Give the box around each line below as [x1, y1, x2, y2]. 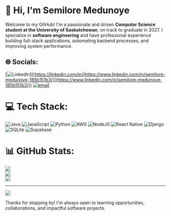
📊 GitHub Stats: [5, 145, 75, 157]
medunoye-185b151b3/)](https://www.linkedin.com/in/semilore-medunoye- [5, 76, 162, 83]
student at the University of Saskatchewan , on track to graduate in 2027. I [5, 26, 163, 33]
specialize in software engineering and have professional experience [5, 32, 152, 38]
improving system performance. [5, 43, 73, 49]
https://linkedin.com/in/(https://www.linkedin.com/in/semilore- [35, 71, 165, 77]
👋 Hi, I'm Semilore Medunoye [5, 5, 130, 16]
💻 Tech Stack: [5, 101, 68, 112]
